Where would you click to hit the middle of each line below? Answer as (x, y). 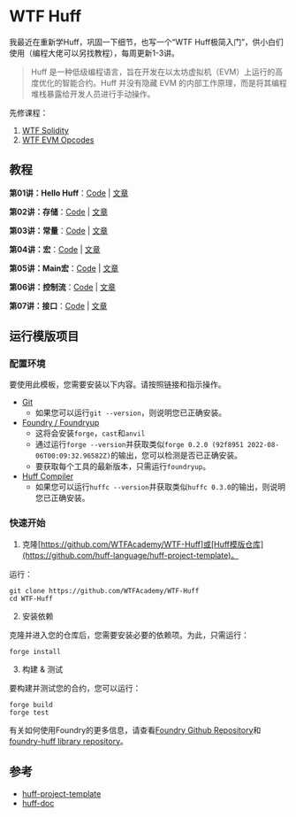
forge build (31, 705)
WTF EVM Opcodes (58, 140)
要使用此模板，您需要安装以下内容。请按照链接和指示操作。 (118, 385)
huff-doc (38, 803)
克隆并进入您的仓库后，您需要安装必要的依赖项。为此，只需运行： (129, 635)
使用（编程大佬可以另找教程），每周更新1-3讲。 (94, 53)
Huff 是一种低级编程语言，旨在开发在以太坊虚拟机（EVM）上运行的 (153, 72)
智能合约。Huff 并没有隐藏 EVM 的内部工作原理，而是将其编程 (174, 82)
